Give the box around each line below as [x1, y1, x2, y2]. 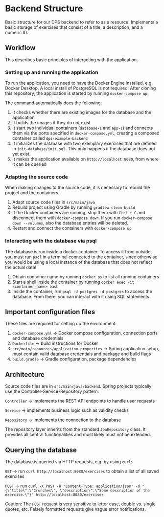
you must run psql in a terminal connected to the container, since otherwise [5, 254, 158, 260]
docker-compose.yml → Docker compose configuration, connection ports [12, 330, 158, 336]
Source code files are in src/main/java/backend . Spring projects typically [5, 383, 152, 389]
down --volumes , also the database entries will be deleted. [12, 220, 128, 226]
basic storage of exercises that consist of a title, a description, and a [5, 24, 143, 30]
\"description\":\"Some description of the [59, 488, 150, 493]
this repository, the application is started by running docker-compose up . [5, 90, 149, 96]
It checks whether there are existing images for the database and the [12, 110, 152, 115]
